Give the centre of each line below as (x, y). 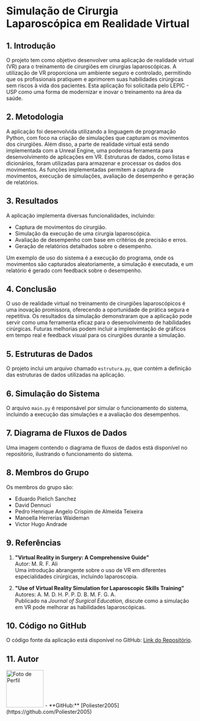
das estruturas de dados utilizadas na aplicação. (66, 375)
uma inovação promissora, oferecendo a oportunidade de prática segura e (98, 310)
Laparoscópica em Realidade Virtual (98, 24)
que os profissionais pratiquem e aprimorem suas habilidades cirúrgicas (95, 79)
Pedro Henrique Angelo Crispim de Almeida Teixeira (79, 511)
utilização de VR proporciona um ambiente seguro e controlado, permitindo (99, 73)
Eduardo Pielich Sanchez (45, 499)
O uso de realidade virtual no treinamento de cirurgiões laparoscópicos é (96, 304)
